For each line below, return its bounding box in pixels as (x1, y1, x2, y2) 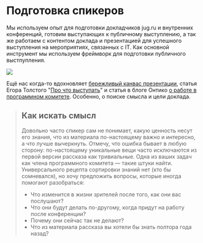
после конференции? (30, 210, 86, 217)
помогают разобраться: (21, 179, 85, 186)
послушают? (30, 197, 64, 204)
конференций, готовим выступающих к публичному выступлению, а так (6, 30, 196, 37)
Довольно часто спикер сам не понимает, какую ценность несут (21, 127, 193, 134)
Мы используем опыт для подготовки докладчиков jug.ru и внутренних (6, 24, 193, 31)
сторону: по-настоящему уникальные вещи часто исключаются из (21, 146, 197, 154)
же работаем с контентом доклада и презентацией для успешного (6, 37, 182, 44)
